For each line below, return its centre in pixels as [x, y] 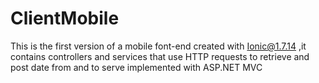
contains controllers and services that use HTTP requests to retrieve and [160, 56]
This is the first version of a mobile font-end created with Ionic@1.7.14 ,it [158, 46]
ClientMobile [65, 18]
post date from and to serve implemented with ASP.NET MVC [136, 67]
